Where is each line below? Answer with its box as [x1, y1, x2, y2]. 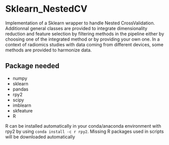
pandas [12, 86, 29, 92]
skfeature [12, 107, 33, 113]
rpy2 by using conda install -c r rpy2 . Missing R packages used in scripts [5, 128, 164, 134]
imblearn [12, 102, 31, 108]
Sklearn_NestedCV [5, 3, 88, 15]
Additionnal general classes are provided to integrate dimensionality [5, 25, 148, 31]
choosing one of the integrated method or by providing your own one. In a [5, 36, 160, 42]
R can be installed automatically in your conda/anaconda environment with [5, 123, 161, 129]
